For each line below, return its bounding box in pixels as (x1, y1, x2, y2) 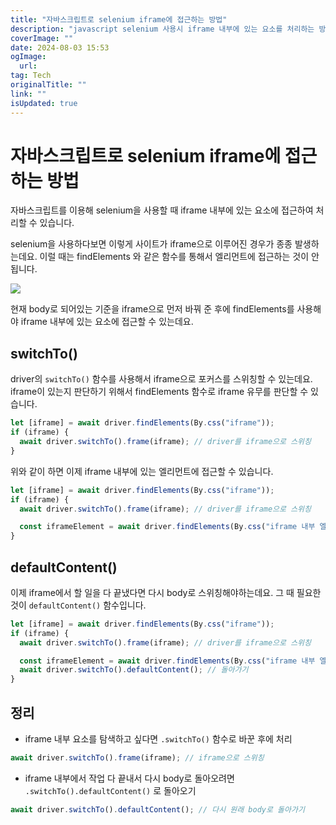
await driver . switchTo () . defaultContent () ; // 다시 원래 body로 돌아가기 (10, 804, 305, 815)
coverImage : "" (10, 33, 74, 43)
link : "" (10, 89, 47, 99)
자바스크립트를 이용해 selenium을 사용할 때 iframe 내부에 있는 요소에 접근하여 (10, 204, 314, 216)
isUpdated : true (10, 98, 78, 108)
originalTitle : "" (10, 80, 87, 90)
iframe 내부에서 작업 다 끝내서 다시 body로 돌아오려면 (24, 772, 235, 784)
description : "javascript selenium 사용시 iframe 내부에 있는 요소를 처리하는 (10, 24, 315, 34)
